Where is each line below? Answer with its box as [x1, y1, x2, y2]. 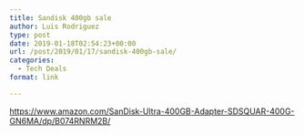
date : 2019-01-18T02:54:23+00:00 [9, 38, 137, 48]
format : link [9, 73, 59, 82]
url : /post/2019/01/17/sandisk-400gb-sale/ [9, 47, 177, 57]
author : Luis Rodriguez [9, 22, 100, 31]
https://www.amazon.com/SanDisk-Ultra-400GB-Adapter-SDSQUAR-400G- [9, 106, 295, 117]
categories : [9, 56, 55, 65]
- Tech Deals [17, 65, 67, 74]
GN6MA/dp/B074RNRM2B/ [9, 115, 111, 126]
